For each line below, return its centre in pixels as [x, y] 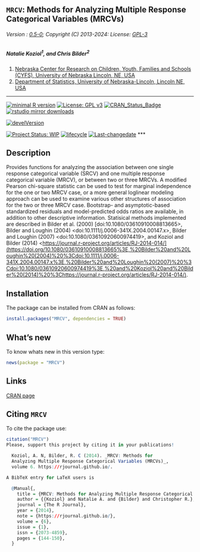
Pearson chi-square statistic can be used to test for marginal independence [99, 186]
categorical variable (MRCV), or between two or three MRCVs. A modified [96, 180]
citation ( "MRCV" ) [28, 439]
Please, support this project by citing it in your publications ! [90, 445]
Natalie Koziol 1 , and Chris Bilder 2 [48, 53]
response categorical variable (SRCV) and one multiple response [86, 174]
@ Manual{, [24, 488]
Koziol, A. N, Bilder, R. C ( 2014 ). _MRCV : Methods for [82, 456]
